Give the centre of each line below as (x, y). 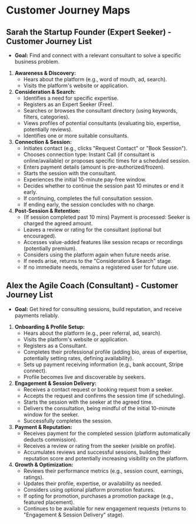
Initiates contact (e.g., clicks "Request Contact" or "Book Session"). (105, 148)
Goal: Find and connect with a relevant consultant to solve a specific (98, 55)
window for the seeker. (51, 414)
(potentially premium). (50, 248)
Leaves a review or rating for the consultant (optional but (92, 230)
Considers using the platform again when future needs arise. (97, 255)
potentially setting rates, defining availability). (79, 358)
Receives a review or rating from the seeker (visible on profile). (100, 446)
